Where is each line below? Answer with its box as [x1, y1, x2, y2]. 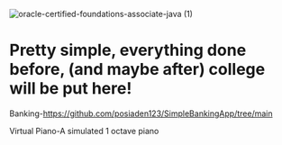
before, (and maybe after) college [9, 59, 266, 80]
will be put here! [9, 78, 132, 99]
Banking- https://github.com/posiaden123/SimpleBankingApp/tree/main [9, 108, 273, 119]
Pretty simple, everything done [9, 41, 247, 60]
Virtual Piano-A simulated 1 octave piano [9, 125, 159, 136]
